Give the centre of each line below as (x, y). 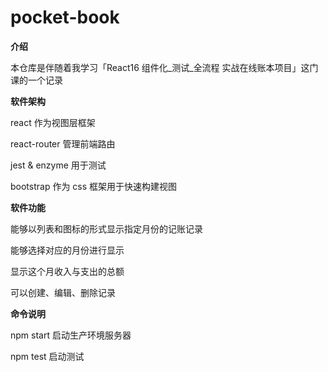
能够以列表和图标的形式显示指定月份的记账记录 (106, 228)
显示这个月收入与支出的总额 (67, 271)
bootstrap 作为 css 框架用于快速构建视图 (94, 186)
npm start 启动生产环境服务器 (71, 335)
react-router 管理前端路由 (63, 143)
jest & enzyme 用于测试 (58, 165)
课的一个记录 (36, 80)
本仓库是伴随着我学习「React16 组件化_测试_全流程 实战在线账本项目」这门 (164, 67)
